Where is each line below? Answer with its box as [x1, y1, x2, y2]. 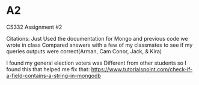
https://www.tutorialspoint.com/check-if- [91, 65, 193, 72]
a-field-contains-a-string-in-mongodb [6, 72, 101, 79]
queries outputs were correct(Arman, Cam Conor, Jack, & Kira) [6, 47, 162, 54]
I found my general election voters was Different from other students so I [6, 59, 186, 66]
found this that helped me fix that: [6, 65, 90, 72]
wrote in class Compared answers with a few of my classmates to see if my [6, 41, 193, 48]
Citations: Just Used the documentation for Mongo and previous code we [6, 35, 188, 42]
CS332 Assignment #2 [6, 23, 63, 31]
